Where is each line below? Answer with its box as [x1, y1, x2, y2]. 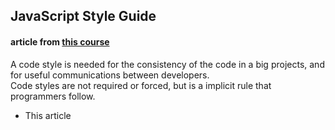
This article [24, 109, 72, 121]
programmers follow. [10, 90, 96, 102]
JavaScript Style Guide [10, 8, 157, 25]
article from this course [10, 35, 110, 48]
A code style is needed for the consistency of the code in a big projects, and [10, 58, 325, 70]
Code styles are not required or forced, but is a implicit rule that [10, 79, 272, 91]
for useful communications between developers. [10, 69, 210, 81]
